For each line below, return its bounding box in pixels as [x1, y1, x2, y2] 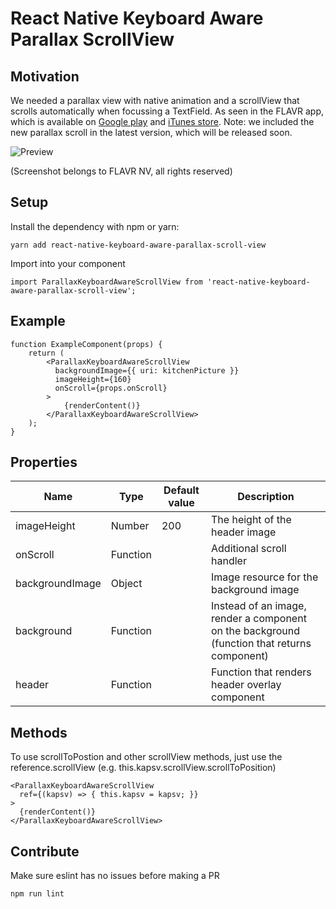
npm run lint [10, 889, 65, 899]
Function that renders [211, 665, 312, 679]
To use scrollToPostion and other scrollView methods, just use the [10, 751, 283, 763]
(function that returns [211, 637, 312, 651]
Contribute [10, 843, 80, 860]
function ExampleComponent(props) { [10, 339, 163, 349]
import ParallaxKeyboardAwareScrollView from [10, 277, 203, 287]
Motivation [10, 68, 80, 85]
